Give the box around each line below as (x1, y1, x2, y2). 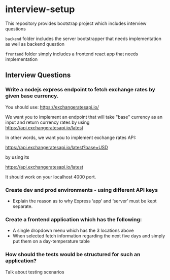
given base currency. (5, 92, 59, 99)
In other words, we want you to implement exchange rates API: (5, 134, 137, 141)
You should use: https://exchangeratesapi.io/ (5, 104, 99, 110)
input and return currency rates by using (5, 119, 90, 125)
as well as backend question (5, 41, 65, 47)
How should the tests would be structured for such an (5, 251, 141, 258)
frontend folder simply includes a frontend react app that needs (5, 51, 139, 57)
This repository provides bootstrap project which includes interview (5, 20, 147, 26)
